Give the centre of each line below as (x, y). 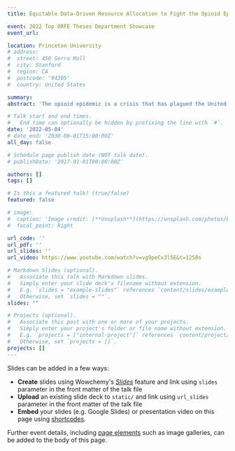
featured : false (31, 200)
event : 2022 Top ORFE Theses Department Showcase (81, 26)
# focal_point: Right (40, 225)
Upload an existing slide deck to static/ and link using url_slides (113, 396)
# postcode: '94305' (39, 78)
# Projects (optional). (42, 316)
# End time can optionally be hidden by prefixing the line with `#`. (115, 123)
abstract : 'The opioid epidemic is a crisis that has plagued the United (117, 104)
